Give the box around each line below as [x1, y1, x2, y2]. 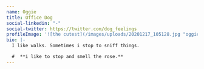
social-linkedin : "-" [6, 20, 61, 26]
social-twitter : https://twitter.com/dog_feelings [6, 25, 137, 32]
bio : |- [6, 37, 26, 43]
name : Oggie [6, 8, 36, 15]
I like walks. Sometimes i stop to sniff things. [12, 43, 140, 49]
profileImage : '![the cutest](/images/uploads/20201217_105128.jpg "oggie [6, 31, 200, 38]
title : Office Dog [6, 15, 53, 21]
